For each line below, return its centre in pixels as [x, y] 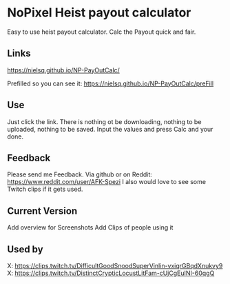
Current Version [42, 211]
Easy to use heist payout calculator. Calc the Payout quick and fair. [102, 32]
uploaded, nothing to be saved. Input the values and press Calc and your [110, 129]
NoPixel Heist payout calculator [99, 13]
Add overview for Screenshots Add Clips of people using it [90, 227]
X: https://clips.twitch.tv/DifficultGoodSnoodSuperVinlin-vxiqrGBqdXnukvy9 [115, 266]
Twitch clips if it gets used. [45, 189]
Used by [25, 249]
